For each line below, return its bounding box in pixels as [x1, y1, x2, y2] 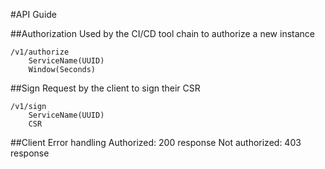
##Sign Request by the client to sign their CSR [10, 82, 201, 94]
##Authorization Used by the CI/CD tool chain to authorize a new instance [10, 28, 315, 39]
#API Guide [10, 9, 58, 20]
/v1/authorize [10, 47, 70, 57]
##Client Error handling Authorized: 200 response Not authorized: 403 [10, 137, 302, 148]
